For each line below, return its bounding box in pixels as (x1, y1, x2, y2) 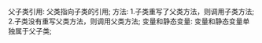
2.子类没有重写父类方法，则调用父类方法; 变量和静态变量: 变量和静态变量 (8, 16, 243, 26)
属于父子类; (14, 27, 53, 35)
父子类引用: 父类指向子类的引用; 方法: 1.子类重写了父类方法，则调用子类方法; (8, 7, 255, 16)
